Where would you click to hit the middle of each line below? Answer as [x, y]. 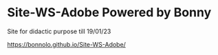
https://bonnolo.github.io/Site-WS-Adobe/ [66, 44]
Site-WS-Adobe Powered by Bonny [109, 13]
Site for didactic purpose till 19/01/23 [59, 31]
